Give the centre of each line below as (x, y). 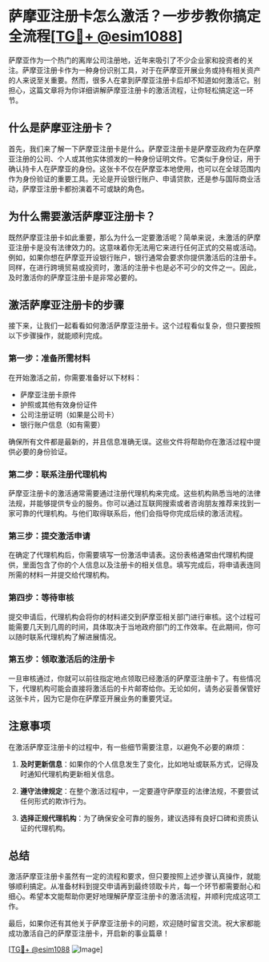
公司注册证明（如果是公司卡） (69, 414)
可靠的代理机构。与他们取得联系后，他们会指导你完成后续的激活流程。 (130, 513)
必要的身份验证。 (43, 451)
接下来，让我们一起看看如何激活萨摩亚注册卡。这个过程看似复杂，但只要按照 (134, 326)
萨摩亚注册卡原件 (48, 394)
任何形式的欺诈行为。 (55, 801)
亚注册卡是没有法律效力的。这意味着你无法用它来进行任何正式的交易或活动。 (134, 247)
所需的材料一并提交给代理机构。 (61, 575)
